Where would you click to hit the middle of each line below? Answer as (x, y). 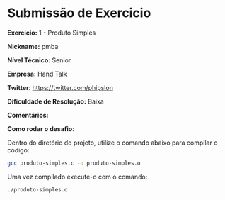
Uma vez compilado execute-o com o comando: (77, 177)
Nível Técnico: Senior (39, 60)
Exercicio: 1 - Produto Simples (52, 33)
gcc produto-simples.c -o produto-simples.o (74, 163)
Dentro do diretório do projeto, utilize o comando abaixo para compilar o (112, 143)
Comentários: (28, 115)
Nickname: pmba (33, 46)
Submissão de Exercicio (79, 13)
